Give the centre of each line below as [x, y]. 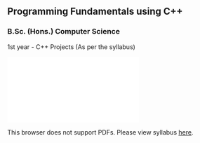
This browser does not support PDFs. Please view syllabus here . [100, 132]
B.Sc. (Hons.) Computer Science [64, 32]
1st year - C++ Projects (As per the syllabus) [71, 47]
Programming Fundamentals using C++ [95, 12]
